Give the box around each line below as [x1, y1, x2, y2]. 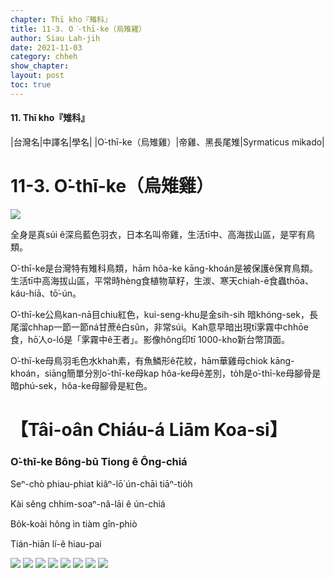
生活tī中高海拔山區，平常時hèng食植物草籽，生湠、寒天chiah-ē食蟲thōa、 [10, 274, 314, 286]
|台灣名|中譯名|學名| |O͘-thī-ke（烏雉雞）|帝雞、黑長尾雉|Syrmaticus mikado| [10, 136, 325, 148]
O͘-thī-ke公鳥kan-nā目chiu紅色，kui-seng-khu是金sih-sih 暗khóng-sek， [10, 308, 310, 320]
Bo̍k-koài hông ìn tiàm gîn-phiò [10, 518, 138, 530]
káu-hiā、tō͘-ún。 [10, 287, 82, 299]
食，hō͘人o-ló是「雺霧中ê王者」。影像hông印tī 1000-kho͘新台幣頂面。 [10, 333, 290, 345]
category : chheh [10, 52, 78, 62]
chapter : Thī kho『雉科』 [10, 14, 113, 25]
